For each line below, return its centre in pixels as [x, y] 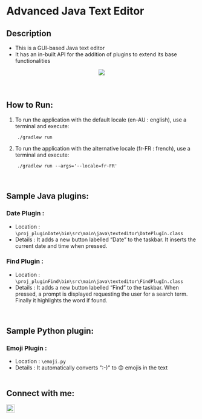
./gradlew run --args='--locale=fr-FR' [67, 166]
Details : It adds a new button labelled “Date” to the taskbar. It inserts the [106, 239]
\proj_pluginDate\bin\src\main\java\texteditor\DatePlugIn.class [99, 233]
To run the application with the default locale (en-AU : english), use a [101, 120]
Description [29, 34]
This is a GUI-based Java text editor [60, 48]
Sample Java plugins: [47, 196]
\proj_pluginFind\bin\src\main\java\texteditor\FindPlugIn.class [99, 281]
